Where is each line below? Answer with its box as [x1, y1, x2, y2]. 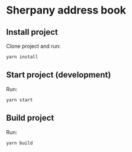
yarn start [6, 97, 33, 103]
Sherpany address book [6, 4, 126, 17]
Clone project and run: [6, 42, 61, 49]
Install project [6, 27, 58, 37]
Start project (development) [6, 70, 111, 80]
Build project [6, 113, 54, 123]
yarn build [6, 140, 33, 146]
